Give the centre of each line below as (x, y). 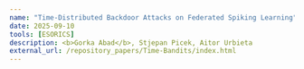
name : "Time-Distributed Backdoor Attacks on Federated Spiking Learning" (153, 17)
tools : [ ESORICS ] (42, 34)
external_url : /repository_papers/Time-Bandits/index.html (123, 51)
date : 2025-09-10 (42, 26)
